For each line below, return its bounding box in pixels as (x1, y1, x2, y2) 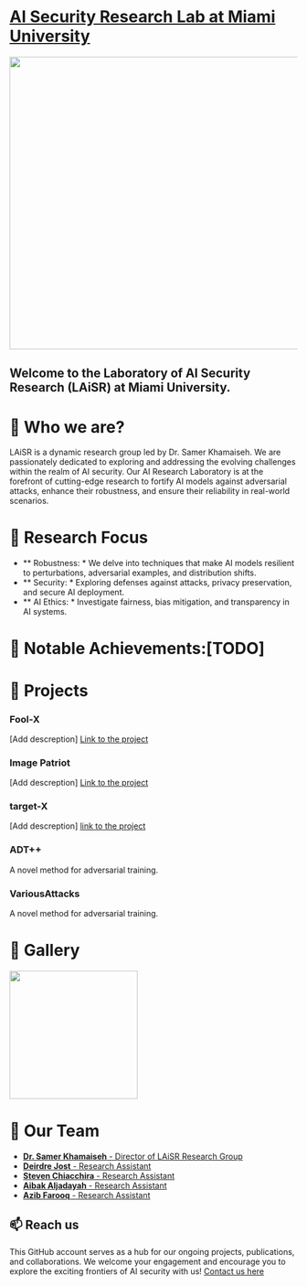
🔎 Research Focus (9, 528, 149, 548)
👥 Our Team (9, 1120, 101, 1141)
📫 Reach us (9, 1217, 79, 1233)
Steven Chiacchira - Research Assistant (22, 1170, 175, 1181)
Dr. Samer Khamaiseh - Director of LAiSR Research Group (22, 1151, 244, 1162)
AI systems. (22, 606, 68, 617)
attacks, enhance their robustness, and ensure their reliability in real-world (9, 486, 291, 497)
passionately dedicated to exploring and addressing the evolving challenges (9, 456, 296, 467)
